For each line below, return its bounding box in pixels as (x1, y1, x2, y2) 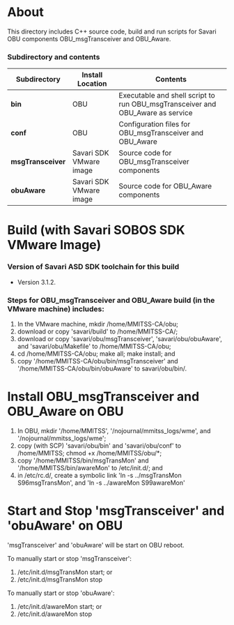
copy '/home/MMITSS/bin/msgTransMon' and (17, 456, 149, 465)
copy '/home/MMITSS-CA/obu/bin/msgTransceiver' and (17, 357, 179, 366)
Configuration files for (118, 119, 191, 129)
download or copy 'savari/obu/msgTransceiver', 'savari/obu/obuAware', (17, 335, 223, 343)
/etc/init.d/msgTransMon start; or (17, 568, 113, 576)
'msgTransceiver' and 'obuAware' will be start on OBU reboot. (7, 541, 185, 549)
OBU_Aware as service (118, 108, 193, 118)
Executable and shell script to (118, 91, 216, 100)
